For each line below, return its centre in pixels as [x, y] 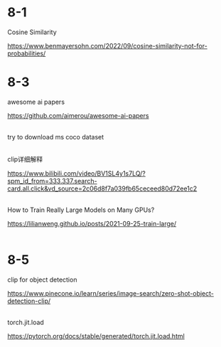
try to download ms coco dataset [56, 137]
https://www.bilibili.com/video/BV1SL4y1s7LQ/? [76, 173]
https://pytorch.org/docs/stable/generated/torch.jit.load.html [96, 336]
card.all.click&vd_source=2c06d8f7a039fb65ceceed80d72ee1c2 [102, 188]
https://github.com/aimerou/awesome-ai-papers [78, 115]
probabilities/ [27, 53]
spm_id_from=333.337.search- [52, 181]
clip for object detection [42, 279]
